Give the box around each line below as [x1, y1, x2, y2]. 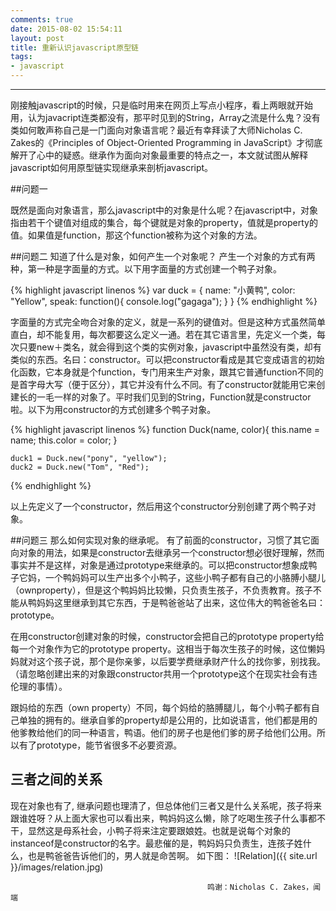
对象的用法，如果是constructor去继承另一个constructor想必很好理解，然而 [18, 547, 325, 558]
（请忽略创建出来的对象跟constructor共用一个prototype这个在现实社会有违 [10, 668, 318, 680]
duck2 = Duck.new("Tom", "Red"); [10, 462, 150, 472]
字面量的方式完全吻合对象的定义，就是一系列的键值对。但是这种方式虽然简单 [10, 316, 326, 328]
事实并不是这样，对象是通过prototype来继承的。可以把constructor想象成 [10, 559, 309, 571]
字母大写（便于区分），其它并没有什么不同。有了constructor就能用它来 [27, 379, 317, 390]
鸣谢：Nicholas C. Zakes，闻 [207, 882, 322, 892]
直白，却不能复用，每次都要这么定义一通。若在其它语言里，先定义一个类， [10, 329, 317, 340]
